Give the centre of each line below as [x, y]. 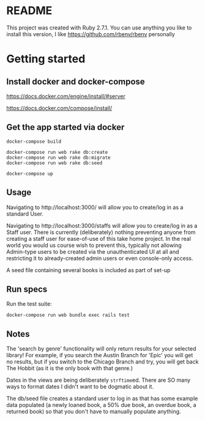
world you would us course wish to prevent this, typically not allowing [94, 245]
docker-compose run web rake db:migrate [59, 157]
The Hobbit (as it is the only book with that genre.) [70, 368]
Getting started [46, 59]
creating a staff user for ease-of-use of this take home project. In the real [99, 238]
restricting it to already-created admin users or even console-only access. [100, 258]
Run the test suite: [29, 304]
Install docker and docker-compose [76, 81]
